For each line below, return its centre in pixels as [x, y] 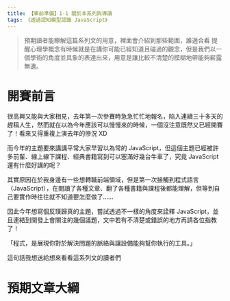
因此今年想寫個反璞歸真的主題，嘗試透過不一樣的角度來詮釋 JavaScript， [110, 212]
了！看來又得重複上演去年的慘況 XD [57, 134]
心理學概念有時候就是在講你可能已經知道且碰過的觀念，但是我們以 [123, 49]
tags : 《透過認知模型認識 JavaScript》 [57, 20]
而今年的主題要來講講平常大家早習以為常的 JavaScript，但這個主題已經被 [110, 148]
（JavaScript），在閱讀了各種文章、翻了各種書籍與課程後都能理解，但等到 [111, 189]
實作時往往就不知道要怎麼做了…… [66, 197]
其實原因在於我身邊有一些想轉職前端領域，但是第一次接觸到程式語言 [103, 180]
